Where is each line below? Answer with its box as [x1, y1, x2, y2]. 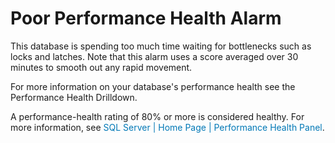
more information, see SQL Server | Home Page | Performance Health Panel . [10, 121, 325, 133]
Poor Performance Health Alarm [10, 7, 282, 30]
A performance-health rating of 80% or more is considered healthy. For [10, 110, 305, 122]
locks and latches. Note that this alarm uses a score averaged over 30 [10, 50, 299, 62]
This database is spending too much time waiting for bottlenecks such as [10, 40, 312, 52]
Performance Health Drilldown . [10, 91, 138, 103]
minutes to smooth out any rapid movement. [10, 61, 193, 73]
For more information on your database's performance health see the [10, 80, 296, 92]
